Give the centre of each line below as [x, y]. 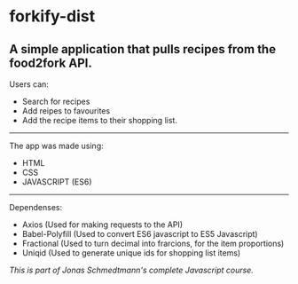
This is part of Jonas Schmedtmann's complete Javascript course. [132, 270]
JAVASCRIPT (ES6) [57, 182]
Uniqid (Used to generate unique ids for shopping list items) [131, 253]
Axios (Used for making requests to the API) [102, 225]
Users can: [29, 84]
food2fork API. [51, 63]
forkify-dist [52, 16]
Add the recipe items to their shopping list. [99, 120]
